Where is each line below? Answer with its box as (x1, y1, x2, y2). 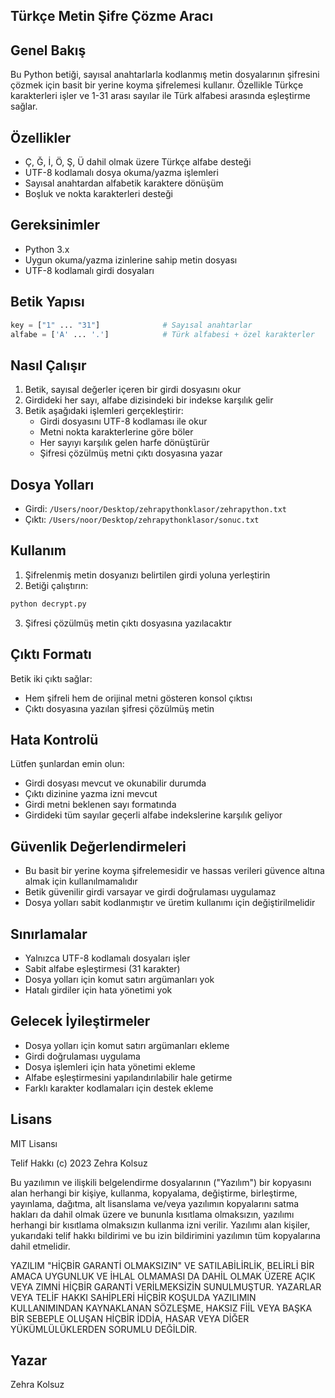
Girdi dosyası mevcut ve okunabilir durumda (24, 777, 207, 789)
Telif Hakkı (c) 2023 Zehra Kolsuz (10, 1157, 148, 1169)
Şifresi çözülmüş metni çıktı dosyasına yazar (39, 447, 223, 459)
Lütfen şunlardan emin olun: (10, 758, 125, 770)
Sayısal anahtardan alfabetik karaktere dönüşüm (24, 177, 224, 189)
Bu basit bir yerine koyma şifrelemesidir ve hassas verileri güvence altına (24, 865, 325, 877)
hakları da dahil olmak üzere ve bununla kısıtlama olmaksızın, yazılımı (10, 1208, 295, 1220)
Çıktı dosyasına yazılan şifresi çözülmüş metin (24, 702, 215, 714)
